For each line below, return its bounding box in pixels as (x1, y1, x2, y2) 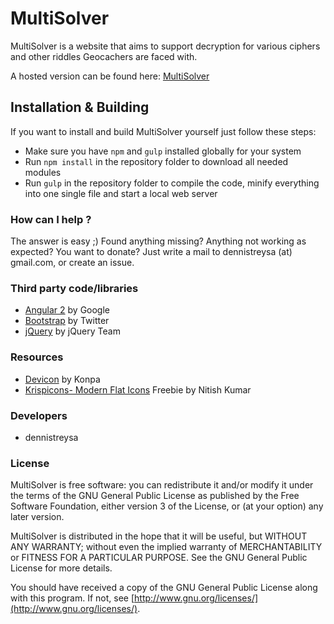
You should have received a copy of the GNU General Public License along (10, 582, 318, 594)
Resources (10, 350, 64, 364)
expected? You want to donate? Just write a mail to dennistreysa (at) (10, 246, 293, 258)
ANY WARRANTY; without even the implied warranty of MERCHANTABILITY (10, 541, 323, 553)
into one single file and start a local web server (24, 187, 218, 199)
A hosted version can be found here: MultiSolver (10, 70, 210, 82)
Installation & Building (10, 99, 150, 116)
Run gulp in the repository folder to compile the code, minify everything (24, 177, 320, 189)
